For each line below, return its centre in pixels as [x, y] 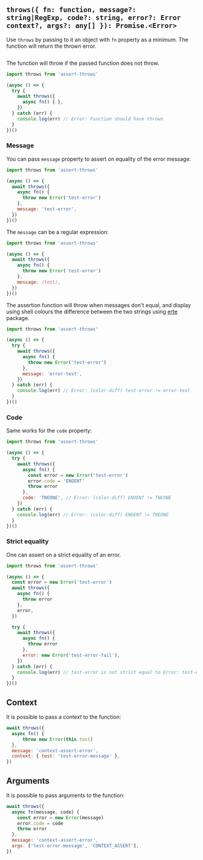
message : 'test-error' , [47, 209]
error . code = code [40, 823]
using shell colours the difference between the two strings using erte [92, 312]
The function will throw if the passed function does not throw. [83, 63]
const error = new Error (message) [60, 818]
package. [18, 318]
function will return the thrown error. [51, 46]
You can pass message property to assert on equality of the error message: [99, 159]
